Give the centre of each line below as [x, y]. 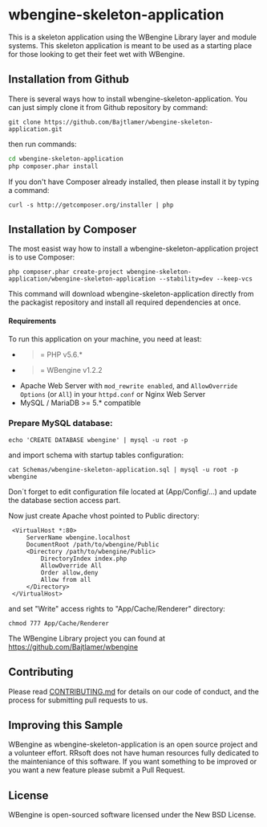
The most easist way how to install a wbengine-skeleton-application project [133, 249]
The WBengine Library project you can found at [87, 638]
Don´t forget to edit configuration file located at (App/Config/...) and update [133, 491]
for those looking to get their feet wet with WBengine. [97, 54]
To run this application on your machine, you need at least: [105, 338]
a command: [29, 190]
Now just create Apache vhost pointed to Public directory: [104, 515]
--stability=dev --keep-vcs [206, 279]
